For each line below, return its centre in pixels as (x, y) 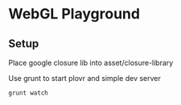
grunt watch (28, 93)
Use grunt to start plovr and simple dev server (84, 78)
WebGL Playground (74, 14)
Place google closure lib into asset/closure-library (91, 63)
